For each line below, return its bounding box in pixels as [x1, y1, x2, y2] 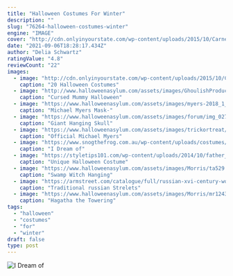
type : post [7, 242, 39, 250]
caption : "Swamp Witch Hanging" [19, 171, 113, 178]
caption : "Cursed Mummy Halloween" [19, 94, 123, 101]
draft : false [7, 236, 45, 243]
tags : [7, 204, 23, 211]
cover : [7, 36, 26, 43]
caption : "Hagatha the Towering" [19, 197, 116, 205]
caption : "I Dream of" [19, 146, 85, 153]
